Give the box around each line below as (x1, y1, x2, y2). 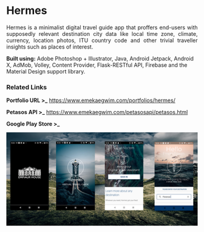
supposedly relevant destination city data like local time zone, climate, (6, 30, 198, 37)
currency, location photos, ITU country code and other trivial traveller (6, 36, 198, 44)
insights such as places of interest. (6, 43, 93, 50)
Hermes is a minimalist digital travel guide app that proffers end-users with (6, 24, 198, 31)
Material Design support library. (6, 67, 86, 75)
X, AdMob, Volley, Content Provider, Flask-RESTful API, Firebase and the (6, 61, 188, 69)
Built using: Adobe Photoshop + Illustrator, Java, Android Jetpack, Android (6, 55, 194, 62)
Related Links (6, 83, 47, 91)
